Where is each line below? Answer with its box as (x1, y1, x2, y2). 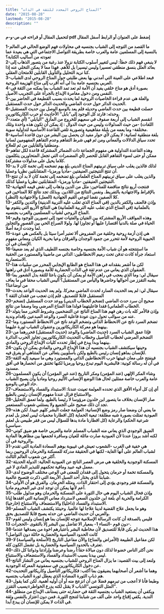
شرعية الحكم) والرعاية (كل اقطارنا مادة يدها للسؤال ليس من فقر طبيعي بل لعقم (5, 417, 149, 423)
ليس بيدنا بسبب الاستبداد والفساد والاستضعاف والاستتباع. (5, 552, 107, 558)
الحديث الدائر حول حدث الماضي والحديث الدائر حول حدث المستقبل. (5, 101, 127, 106)
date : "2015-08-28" (5, 12, 45, 17)
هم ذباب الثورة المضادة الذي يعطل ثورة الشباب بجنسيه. (5, 573, 104, 579)
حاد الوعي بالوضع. (5, 381, 38, 387)
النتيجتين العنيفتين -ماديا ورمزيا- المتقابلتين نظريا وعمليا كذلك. (5, 179, 115, 185)
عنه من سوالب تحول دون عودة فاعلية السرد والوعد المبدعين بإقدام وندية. (5, 314, 136, 319)
